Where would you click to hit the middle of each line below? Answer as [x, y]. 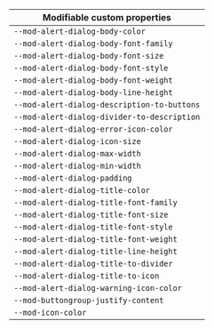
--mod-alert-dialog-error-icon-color [93, 129]
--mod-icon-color [50, 313]
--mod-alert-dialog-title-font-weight [95, 239]
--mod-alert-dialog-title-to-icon [87, 276]
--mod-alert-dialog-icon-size [78, 141]
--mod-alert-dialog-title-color [82, 190]
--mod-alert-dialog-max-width [78, 153]
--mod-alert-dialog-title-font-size [91, 215]
